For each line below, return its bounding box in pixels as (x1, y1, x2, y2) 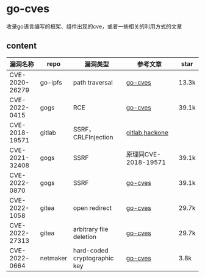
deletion (73, 232, 96, 241)
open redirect (73, 203, 112, 212)
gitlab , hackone (126, 128, 169, 137)
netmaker (40, 254, 68, 262)
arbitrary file (73, 224, 109, 233)
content (6, 41, 37, 51)
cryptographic (73, 254, 114, 262)
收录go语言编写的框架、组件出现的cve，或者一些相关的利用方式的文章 (6, 23, 182, 30)
